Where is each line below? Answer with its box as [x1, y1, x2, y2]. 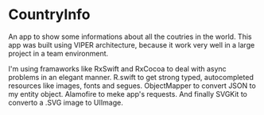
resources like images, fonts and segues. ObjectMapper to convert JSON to [8, 81, 256, 90]
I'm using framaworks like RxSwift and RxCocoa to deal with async [8, 63, 227, 73]
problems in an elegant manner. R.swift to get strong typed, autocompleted [8, 72, 254, 82]
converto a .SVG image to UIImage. [8, 98, 123, 107]
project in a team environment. [8, 48, 109, 58]
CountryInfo [8, 6, 91, 24]
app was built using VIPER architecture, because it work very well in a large [8, 40, 255, 49]
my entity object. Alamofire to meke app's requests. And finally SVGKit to [8, 89, 248, 98]
